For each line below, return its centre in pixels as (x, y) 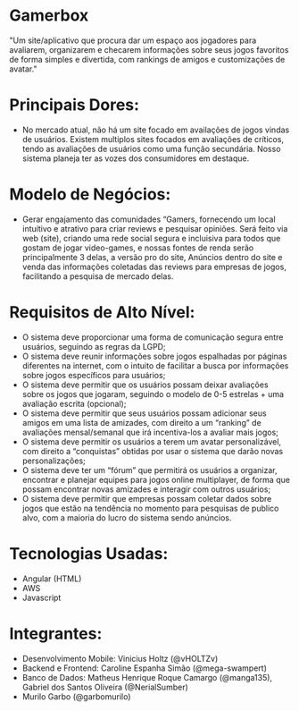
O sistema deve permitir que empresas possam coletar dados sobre (147, 498)
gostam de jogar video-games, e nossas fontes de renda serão (138, 248)
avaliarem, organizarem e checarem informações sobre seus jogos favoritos (149, 49)
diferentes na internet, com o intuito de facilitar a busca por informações (155, 365)
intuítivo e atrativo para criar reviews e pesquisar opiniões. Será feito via (155, 228)
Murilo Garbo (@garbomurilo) (76, 696)
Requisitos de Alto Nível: (102, 312)
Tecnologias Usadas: (89, 553)
